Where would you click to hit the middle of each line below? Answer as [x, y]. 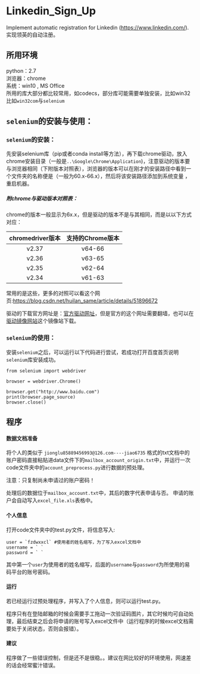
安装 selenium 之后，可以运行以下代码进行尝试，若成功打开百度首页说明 [93, 352]
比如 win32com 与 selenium [35, 100]
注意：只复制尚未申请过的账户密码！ [51, 480]
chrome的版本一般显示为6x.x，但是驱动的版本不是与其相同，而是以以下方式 [99, 215]
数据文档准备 [22, 438]
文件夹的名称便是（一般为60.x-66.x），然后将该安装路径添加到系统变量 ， [101, 176]
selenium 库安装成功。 [33, 359]
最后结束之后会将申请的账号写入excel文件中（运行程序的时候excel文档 [102, 621]
